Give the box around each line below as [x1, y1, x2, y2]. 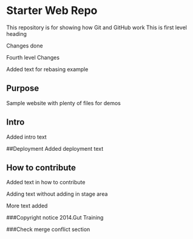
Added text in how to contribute [6, 179, 86, 186]
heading [6, 30, 27, 37]
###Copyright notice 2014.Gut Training [6, 214, 104, 221]
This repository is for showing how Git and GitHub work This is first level [6, 24, 187, 31]
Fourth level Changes [6, 54, 59, 61]
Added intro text [6, 133, 47, 140]
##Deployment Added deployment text [6, 145, 104, 152]
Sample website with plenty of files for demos [6, 99, 121, 106]
